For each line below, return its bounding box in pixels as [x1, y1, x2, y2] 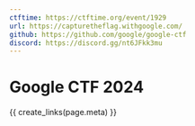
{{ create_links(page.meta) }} [9, 107, 118, 118]
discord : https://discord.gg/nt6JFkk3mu [9, 38, 164, 48]
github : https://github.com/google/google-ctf [9, 30, 187, 39]
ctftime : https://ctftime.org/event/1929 [9, 13, 167, 22]
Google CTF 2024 [9, 77, 145, 97]
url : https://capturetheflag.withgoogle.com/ [9, 22, 182, 31]
